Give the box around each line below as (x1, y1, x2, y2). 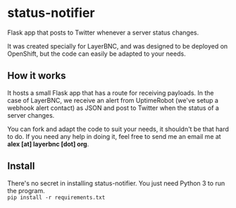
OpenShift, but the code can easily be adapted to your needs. (7, 49, 186, 58)
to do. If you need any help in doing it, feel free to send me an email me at (7, 132, 221, 140)
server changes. (7, 111, 55, 119)
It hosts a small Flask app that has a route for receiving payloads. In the (7, 88, 214, 97)
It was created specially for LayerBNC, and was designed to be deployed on (7, 42, 228, 50)
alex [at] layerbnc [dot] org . (7, 140, 89, 148)
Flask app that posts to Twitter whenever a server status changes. (7, 28, 199, 37)
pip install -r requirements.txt (7, 194, 106, 201)
